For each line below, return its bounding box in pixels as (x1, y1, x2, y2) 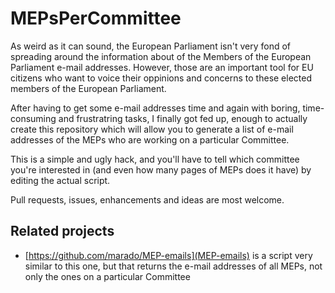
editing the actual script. (10, 174, 111, 186)
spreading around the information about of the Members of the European (10, 50, 312, 62)
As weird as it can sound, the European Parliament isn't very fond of (10, 40, 291, 52)
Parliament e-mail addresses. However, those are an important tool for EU (10, 61, 314, 73)
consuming (10, 112, 57, 124)
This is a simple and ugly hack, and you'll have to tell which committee (10, 153, 300, 165)
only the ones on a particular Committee (24, 270, 191, 282)
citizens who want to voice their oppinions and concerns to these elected (10, 72, 313, 84)
